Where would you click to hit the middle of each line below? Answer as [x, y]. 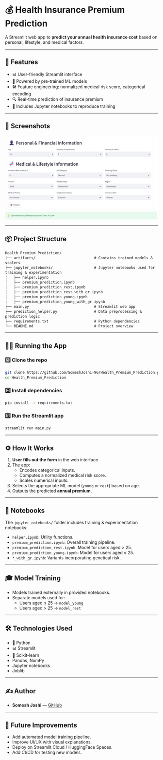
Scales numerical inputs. [44, 480]
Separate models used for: [39, 597]
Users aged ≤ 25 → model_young [51, 603]
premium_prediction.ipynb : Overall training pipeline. [64, 542]
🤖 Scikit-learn [26, 655]
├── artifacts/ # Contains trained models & [79, 258]
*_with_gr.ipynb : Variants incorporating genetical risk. [66, 558]
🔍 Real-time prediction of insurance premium [57, 99]
